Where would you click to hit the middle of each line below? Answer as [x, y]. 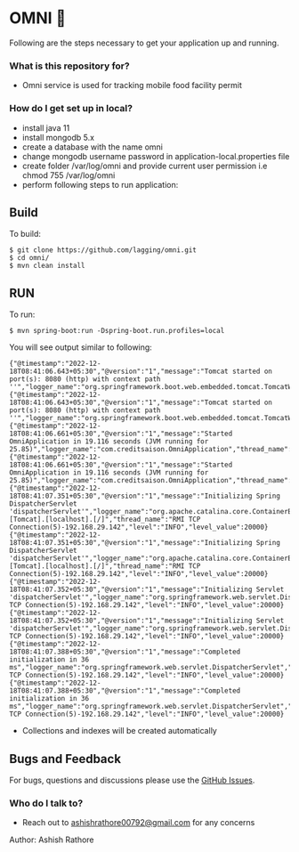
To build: [25, 234]
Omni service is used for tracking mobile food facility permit [132, 85]
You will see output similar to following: [81, 347]
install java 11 [46, 127]
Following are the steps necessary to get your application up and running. [144, 43]
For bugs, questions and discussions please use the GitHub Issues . [132, 780]
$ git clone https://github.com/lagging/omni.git [103, 250]
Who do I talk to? [46, 803]
